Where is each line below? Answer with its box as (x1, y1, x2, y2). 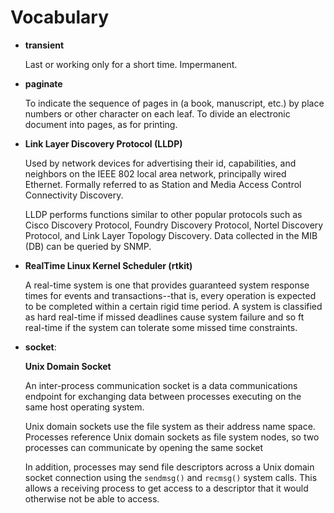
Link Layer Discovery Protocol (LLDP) (24, 137, 183, 150)
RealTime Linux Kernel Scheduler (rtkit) (24, 259, 193, 271)
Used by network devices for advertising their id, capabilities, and (24, 157, 297, 169)
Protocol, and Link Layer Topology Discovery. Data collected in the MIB (24, 229, 318, 241)
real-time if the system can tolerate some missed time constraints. (24, 321, 298, 333)
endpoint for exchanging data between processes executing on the (24, 390, 302, 402)
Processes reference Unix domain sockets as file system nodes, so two (24, 431, 320, 443)
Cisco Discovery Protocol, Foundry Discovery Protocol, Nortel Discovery (24, 219, 324, 231)
